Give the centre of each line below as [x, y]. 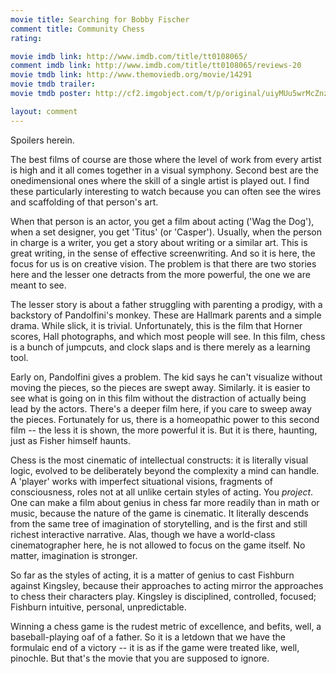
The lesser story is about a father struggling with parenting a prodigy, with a [166, 304]
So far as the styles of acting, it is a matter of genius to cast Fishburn [152, 575]
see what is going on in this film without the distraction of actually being [158, 398]
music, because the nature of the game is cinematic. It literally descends [159, 513]
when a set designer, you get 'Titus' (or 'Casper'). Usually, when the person [166, 232]
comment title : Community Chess [77, 29]
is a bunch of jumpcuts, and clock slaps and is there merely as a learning [160, 347]
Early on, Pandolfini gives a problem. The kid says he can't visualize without [166, 377]
